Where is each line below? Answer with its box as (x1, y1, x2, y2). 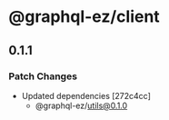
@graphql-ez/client (8, 6, 160, 27)
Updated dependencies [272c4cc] (21, 90, 152, 101)
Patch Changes (8, 70, 78, 83)
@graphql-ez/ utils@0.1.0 (35, 100, 128, 111)
